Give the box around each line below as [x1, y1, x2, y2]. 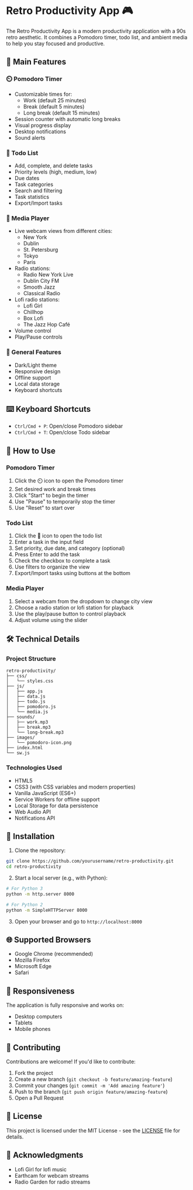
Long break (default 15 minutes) [23, 109, 101, 116]
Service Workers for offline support [14, 796, 100, 803]
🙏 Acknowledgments [6, 1150, 84, 1160]
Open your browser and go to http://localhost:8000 [14, 918, 142, 925]
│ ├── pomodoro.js [6, 704, 57, 710]
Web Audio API [14, 808, 51, 815]
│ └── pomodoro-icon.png [6, 740, 72, 746]
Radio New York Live [23, 271, 74, 278]
